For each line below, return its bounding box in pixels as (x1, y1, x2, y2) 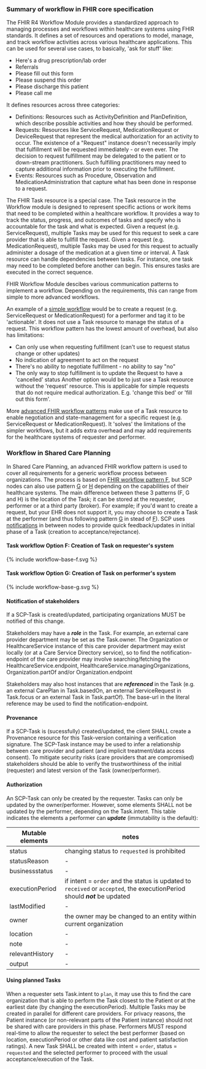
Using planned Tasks (6, 976, 61, 984)
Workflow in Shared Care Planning (6, 449, 111, 457)
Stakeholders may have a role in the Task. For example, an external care (6, 630, 189, 637)
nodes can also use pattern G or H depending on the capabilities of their (6, 482, 189, 490)
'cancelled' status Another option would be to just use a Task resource (15, 376, 194, 384)
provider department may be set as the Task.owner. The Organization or (6, 636, 189, 643)
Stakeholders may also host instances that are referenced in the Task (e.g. (6, 681, 195, 688)
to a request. (15, 185, 48, 192)
